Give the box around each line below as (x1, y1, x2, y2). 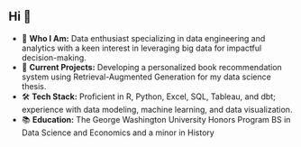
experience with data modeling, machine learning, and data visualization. (21, 104, 293, 115)
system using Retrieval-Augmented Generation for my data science (21, 71, 271, 82)
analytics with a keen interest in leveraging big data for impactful (21, 42, 262, 53)
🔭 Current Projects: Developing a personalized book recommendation (21, 61, 283, 72)
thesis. (21, 80, 47, 91)
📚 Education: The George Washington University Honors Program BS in (21, 114, 291, 124)
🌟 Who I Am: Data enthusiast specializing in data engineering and (21, 32, 266, 43)
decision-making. (21, 51, 87, 63)
